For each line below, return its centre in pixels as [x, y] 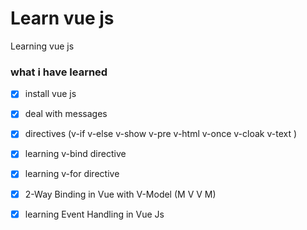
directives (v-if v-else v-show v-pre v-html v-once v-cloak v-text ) [161, 134]
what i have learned [59, 72]
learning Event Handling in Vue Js [94, 214]
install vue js [50, 94]
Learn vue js [62, 18]
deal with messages [66, 114]
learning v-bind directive [75, 154]
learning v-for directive [72, 174]
